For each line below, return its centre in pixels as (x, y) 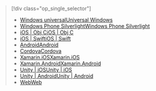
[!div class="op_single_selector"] (51, 9)
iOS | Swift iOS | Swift (45, 38)
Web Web (31, 82)
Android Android (39, 45)
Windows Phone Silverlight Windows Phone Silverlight (85, 26)
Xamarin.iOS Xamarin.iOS (50, 57)
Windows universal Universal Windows (66, 20)
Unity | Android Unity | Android (57, 76)
